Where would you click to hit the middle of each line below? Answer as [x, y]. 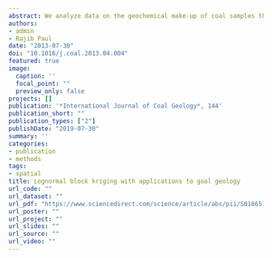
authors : [23, 23]
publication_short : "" [47, 114]
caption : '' [36, 76]
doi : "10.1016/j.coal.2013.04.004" [68, 53]
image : [19, 69]
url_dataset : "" [36, 196]
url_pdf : [23, 204]
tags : [17, 167]
